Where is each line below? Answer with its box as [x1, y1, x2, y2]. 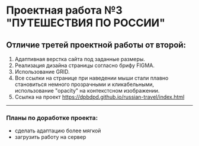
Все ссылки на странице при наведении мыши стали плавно [14, 75, 169, 81]
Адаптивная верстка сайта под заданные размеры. [14, 56, 145, 62]
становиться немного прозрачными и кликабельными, [14, 81, 155, 88]
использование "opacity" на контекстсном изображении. [14, 87, 160, 94]
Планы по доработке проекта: [6, 113, 98, 122]
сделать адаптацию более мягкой [14, 127, 101, 134]
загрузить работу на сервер [14, 134, 86, 141]
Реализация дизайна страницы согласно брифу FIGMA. [14, 62, 155, 69]
